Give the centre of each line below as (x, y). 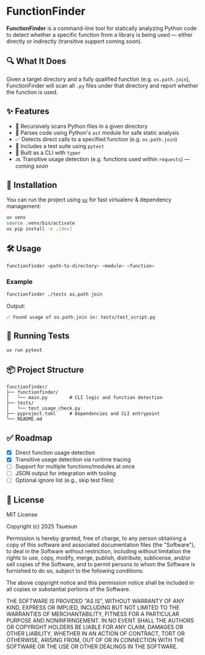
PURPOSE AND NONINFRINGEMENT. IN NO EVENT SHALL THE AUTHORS (100, 621)
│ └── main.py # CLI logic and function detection (85, 398)
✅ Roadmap (29, 438)
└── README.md (24, 419)
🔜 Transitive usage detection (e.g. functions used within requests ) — (102, 159)
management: (24, 206)
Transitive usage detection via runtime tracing (73, 460)
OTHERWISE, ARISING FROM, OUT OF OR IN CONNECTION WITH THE (95, 640)
